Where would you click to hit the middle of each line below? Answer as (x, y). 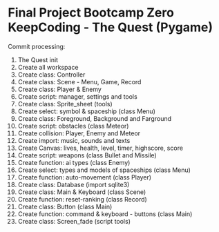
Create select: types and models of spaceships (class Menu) (104, 170)
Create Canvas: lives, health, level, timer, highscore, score (101, 148)
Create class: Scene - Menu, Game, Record (79, 81)
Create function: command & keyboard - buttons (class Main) (105, 214)
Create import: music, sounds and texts (74, 140)
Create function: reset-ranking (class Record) (82, 199)
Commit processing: (37, 46)
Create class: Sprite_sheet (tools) (65, 104)
